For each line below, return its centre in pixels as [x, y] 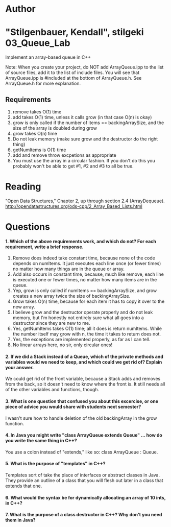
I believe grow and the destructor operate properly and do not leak [83, 313]
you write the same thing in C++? [41, 441]
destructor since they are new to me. [51, 323]
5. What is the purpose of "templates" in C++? [55, 464]
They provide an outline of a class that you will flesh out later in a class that [84, 481]
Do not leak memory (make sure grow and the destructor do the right [85, 139]
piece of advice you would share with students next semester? [73, 407]
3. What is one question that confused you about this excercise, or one [82, 401]
